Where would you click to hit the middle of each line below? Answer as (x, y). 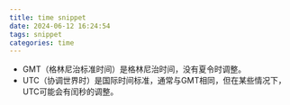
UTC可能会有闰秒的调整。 (70, 92)
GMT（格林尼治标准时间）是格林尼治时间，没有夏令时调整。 (134, 69)
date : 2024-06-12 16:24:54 (60, 26)
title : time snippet (48, 17)
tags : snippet (36, 34)
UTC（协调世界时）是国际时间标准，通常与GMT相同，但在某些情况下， (154, 81)
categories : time (42, 43)
